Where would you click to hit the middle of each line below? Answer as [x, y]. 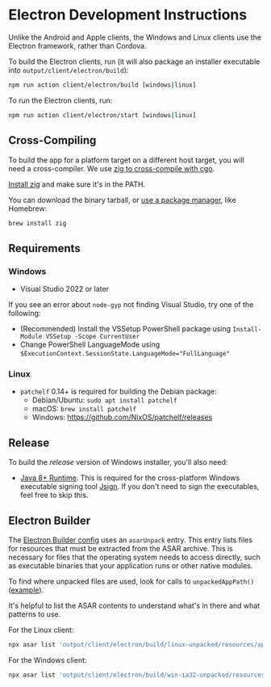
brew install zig [38, 223]
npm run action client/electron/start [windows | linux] [102, 115]
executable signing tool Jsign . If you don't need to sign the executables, [140, 487]
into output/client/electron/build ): [69, 70]
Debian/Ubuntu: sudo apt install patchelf [104, 400]
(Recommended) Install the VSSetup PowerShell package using [125, 329]
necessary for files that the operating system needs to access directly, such [134, 557]
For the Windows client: [48, 660]
